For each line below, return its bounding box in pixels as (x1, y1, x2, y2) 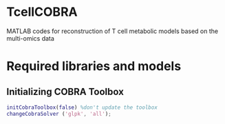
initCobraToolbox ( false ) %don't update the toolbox (6, 104, 158, 111)
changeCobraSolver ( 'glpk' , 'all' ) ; (6, 110, 111, 117)
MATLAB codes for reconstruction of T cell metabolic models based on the (6, 27, 218, 35)
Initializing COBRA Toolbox (6, 85, 125, 97)
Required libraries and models (6, 59, 182, 74)
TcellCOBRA (6, 4, 78, 20)
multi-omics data (6, 34, 54, 42)
